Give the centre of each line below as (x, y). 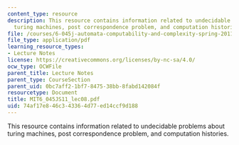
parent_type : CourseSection (49, 80)
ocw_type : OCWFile (34, 66)
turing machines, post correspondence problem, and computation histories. (118, 133)
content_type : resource (43, 14)
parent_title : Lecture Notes (51, 73)
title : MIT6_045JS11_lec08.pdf (54, 100)
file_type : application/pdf (49, 40)
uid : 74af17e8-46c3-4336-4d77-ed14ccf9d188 (73, 106)
